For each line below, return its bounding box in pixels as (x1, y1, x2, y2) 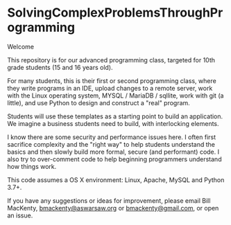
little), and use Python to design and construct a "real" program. (7, 98, 191, 107)
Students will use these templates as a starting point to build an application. (7, 112, 223, 120)
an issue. (7, 211, 33, 219)
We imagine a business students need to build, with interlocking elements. (7, 119, 220, 127)
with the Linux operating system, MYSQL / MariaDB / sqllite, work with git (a (7, 91, 224, 100)
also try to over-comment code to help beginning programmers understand (7, 154, 222, 163)
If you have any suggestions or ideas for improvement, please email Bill (7, 196, 211, 205)
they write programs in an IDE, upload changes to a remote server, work (7, 84, 213, 92)
